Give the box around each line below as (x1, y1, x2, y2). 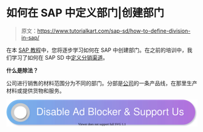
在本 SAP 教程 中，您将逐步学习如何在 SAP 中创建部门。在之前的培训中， (6, 46, 187, 54)
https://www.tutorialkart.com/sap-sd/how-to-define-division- (37, 27, 191, 34)
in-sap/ (21, 34, 39, 41)
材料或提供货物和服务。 (6, 87, 65, 94)
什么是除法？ (6, 66, 38, 74)
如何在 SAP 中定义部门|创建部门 (6, 6, 165, 20)
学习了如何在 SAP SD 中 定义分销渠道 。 (11, 54, 108, 61)
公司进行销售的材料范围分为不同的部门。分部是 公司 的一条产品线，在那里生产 (6, 80, 198, 87)
